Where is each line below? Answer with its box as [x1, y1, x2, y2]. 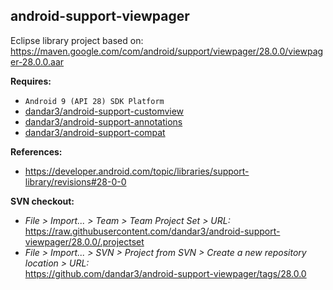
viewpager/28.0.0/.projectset [24, 235, 145, 248]
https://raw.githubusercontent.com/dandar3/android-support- [24, 225, 281, 237]
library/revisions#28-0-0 [24, 175, 127, 188]
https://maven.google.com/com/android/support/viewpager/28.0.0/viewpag [10, 45, 324, 57]
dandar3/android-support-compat [24, 126, 166, 138]
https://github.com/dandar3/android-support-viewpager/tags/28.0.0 [24, 267, 307, 279]
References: [10, 145, 63, 158]
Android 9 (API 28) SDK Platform [24, 96, 165, 106]
